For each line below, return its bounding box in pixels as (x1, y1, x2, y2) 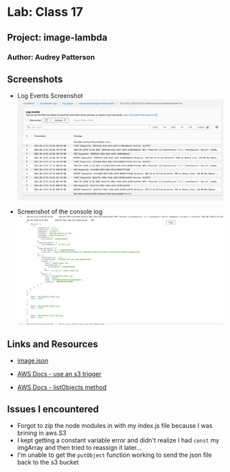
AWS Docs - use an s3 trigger (16, 370, 102, 378)
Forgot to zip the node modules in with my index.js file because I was (16, 422, 213, 430)
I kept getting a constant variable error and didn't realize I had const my (16, 436, 220, 444)
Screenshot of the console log (16, 207, 103, 216)
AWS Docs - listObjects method (16, 383, 107, 391)
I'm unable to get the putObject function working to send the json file (16, 451, 212, 459)
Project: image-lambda (7, 32, 108, 43)
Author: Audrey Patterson (7, 52, 95, 62)
